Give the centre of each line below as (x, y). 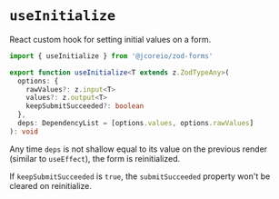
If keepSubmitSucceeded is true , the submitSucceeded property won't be (140, 176)
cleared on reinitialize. (51, 185)
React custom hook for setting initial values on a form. (110, 39)
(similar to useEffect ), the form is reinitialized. (95, 158)
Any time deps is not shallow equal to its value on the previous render (139, 149)
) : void (24, 131)
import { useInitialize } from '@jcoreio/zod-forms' (111, 56)
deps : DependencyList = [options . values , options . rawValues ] (136, 124)
